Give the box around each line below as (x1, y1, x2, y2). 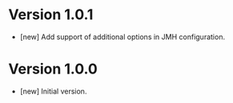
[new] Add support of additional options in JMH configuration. (19, 32, 226, 42)
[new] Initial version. (19, 86, 87, 96)
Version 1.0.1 (8, 6, 94, 24)
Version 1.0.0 (8, 60, 98, 78)
